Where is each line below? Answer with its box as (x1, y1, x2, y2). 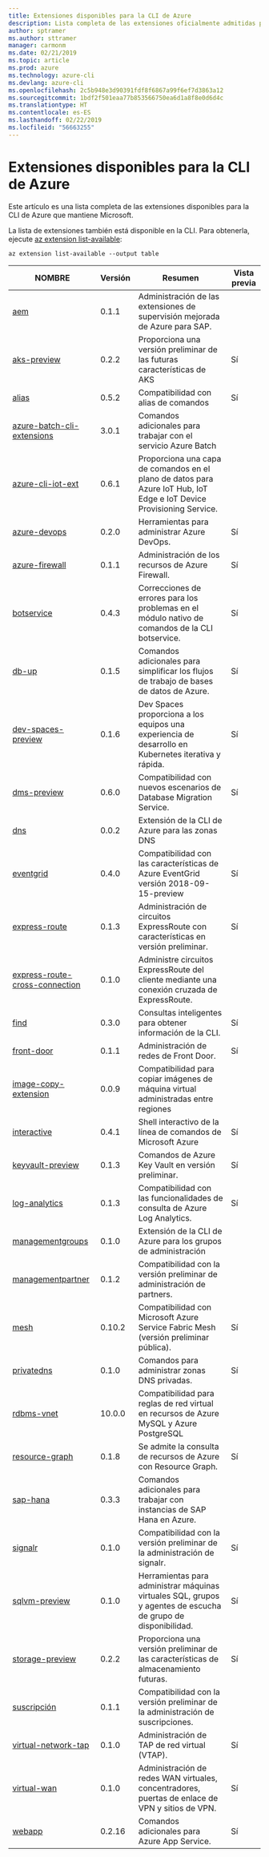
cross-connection (12, 979, 82, 990)
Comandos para (138, 1354, 199, 1366)
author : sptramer (8, 26, 66, 34)
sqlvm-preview (12, 1595, 70, 1606)
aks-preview (12, 353, 62, 365)
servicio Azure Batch (138, 440, 217, 451)
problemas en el (138, 602, 199, 613)
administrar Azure (138, 526, 206, 537)
